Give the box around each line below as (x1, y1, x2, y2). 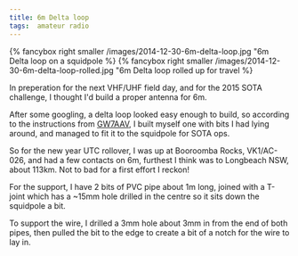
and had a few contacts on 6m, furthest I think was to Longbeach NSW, (28, 154, 289, 165)
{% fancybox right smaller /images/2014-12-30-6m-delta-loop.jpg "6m (9, 45, 270, 56)
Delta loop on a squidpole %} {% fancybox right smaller (9, 55, 213, 66)
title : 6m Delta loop (9, 12, 90, 22)
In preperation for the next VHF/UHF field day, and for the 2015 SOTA (9, 82, 262, 93)
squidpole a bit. (9, 200, 67, 211)
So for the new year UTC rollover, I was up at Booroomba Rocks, (9, 145, 246, 156)
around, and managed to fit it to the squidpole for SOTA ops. (9, 128, 230, 138)
